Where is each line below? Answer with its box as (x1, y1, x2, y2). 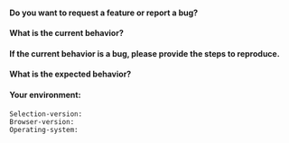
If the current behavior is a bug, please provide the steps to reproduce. (9, 48, 280, 58)
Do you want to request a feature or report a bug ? (9, 7, 199, 18)
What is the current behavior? (9, 28, 124, 39)
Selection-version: (9, 109, 83, 119)
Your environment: (9, 89, 81, 100)
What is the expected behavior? (9, 68, 132, 80)
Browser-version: (9, 117, 75, 126)
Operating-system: (9, 125, 79, 134)
